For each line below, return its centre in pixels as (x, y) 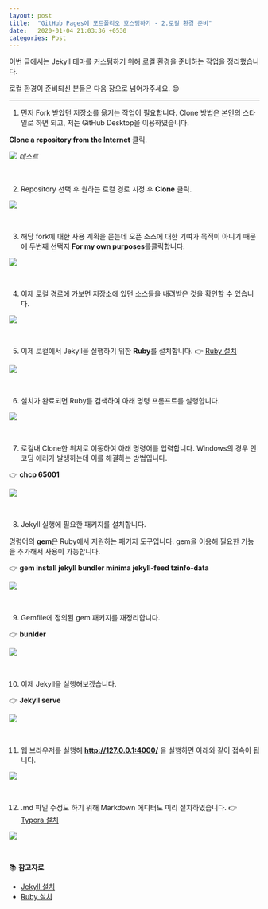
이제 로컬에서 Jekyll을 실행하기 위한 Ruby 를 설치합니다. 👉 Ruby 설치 (128, 351)
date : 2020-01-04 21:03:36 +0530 (68, 30)
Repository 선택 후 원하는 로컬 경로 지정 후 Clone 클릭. (106, 189)
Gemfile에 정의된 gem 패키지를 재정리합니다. (90, 618)
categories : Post (38, 38)
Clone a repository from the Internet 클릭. (78, 140)
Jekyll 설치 (38, 887)
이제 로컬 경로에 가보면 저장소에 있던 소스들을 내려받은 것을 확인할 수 (126, 294)
